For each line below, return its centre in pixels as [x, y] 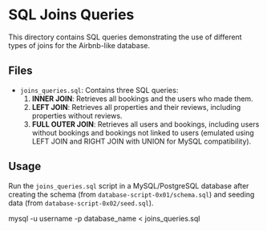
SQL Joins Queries [71, 15]
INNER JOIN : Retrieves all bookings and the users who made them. [143, 99]
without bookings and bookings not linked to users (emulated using [143, 132]
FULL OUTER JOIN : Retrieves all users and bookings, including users [146, 124]
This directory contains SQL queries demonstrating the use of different [125, 37]
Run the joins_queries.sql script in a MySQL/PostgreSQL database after [129, 185]
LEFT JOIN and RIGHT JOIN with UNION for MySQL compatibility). [142, 141]
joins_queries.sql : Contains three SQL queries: [99, 90]
